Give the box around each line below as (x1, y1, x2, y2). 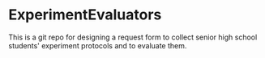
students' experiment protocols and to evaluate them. (8, 40, 187, 50)
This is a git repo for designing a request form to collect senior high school (8, 32, 258, 42)
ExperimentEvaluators (8, 6, 162, 24)
